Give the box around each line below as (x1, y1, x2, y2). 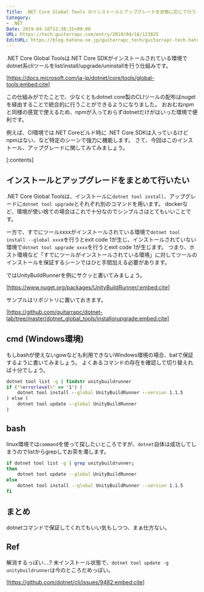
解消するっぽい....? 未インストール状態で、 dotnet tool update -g (6, 559, 169, 566)
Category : (6, 15, 32, 21)
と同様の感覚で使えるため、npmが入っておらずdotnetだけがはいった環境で (6, 109, 192, 115)
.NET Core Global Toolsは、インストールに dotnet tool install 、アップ (6, 192, 186, 200)
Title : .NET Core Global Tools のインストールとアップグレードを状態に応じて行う (6, 9, 196, 15)
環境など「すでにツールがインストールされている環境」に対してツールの (16, 251, 198, 258)
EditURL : (6, 37, 29, 43)
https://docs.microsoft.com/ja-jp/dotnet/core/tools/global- (8, 74, 155, 81)
